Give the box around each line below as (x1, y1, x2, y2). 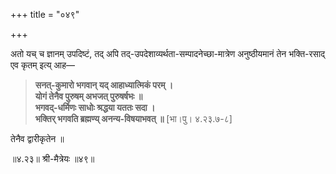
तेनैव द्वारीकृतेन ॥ (10, 133, 65, 144)
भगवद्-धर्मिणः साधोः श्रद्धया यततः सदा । (34, 102, 156, 113)
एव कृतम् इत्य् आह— (10, 59, 75, 71)
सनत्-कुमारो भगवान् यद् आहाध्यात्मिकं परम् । (34, 79, 174, 91)
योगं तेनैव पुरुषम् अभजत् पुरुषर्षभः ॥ (34, 90, 143, 102)
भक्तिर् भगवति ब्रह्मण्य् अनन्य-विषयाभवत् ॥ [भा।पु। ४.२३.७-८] (34, 113, 233, 124)
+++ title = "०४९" (10, 9, 80, 20)
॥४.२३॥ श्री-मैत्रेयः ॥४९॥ (10, 153, 95, 164)
